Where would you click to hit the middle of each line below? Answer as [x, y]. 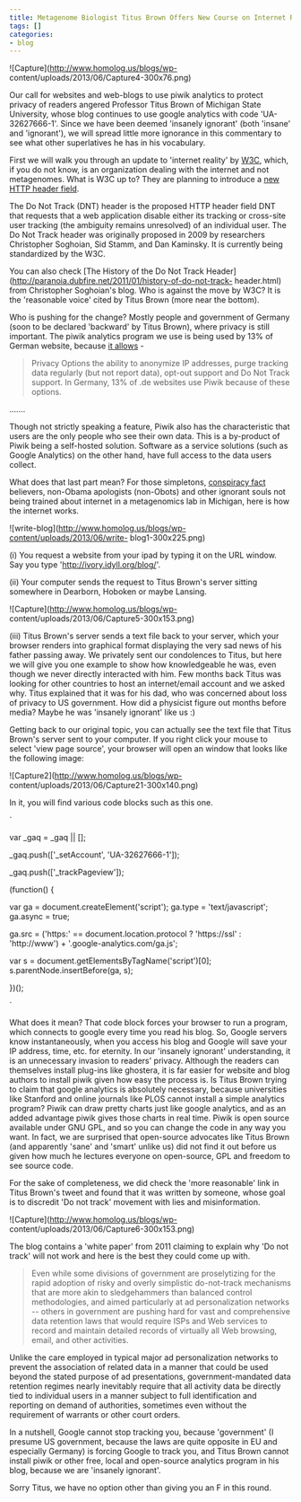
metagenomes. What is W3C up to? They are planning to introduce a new [145, 180]
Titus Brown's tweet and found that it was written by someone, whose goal [147, 1193]
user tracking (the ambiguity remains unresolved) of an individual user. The [148, 225]
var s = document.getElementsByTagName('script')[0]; [111, 961]
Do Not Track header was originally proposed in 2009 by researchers [138, 235]
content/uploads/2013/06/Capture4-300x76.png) [100, 78]
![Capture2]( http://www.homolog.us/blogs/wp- [96, 776]
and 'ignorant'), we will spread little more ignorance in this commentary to [146, 133]
